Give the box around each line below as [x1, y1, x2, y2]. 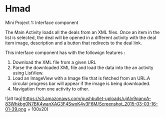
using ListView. [12, 69, 44, 75]
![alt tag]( [5, 95, 24, 101]
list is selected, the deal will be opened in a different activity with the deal [5, 34, 156, 40]
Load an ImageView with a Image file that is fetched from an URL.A [12, 75, 150, 81]
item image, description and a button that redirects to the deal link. [5, 39, 142, 45]
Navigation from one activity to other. [12, 85, 89, 91]
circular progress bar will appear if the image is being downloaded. [12, 80, 151, 86]
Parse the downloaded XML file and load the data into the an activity [12, 64, 153, 70]
